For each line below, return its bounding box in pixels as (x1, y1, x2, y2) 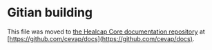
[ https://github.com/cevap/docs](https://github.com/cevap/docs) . (7, 34, 195, 42)
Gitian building (7, 5, 93, 21)
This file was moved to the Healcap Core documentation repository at (7, 27, 205, 36)
